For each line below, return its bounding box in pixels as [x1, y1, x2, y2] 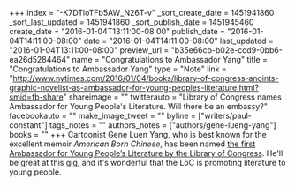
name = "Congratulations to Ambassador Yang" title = [72, 55, 268, 64]
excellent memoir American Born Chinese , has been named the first [9, 138, 256, 149]
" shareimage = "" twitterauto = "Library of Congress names [63, 92, 283, 102]
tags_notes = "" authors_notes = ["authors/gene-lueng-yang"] [49, 120, 276, 130]
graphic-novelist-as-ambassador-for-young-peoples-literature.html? [9, 83, 259, 93]
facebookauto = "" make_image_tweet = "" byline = [9, 110, 196, 121]
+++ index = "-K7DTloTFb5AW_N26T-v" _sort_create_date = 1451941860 [9, 8, 275, 18]
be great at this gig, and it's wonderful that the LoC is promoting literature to [9, 158, 286, 167]
